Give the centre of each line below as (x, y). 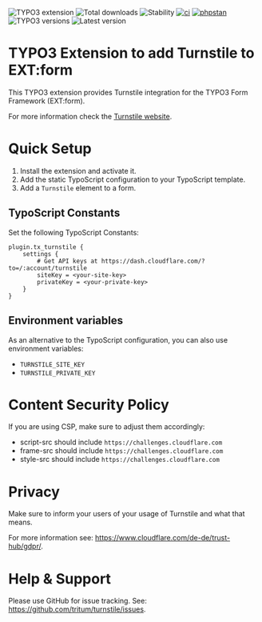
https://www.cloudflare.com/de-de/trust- (162, 538)
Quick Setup (50, 149)
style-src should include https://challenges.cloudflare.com (119, 459)
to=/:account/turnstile (48, 268)
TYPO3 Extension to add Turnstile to (131, 53)
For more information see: (51, 538)
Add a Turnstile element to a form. (78, 187)
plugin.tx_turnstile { (46, 247)
